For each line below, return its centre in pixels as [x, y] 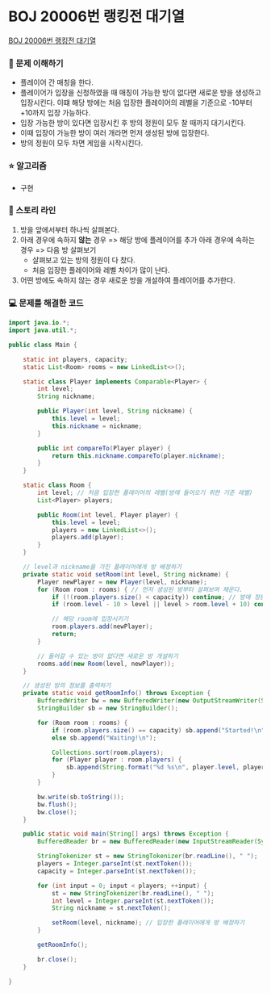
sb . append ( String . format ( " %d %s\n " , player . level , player [165, 768]
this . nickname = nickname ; [97, 426]
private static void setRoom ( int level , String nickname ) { [126, 574]
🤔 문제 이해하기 [36, 63]
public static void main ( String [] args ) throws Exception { [126, 834]
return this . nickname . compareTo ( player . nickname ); [138, 456]
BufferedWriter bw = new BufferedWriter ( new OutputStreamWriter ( [150, 701]
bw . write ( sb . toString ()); [81, 797]
